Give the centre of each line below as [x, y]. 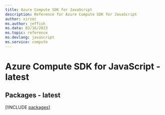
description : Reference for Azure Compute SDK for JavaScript [71, 14]
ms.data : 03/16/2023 [27, 28]
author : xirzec [21, 19]
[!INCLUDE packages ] [28, 107]
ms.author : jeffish [25, 24]
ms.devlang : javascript [30, 38]
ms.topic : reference [27, 33]
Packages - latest [33, 95]
